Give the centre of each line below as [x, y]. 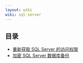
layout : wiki [19, 10]
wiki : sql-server [23, 15]
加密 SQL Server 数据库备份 [41, 55]
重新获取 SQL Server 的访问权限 [45, 49]
